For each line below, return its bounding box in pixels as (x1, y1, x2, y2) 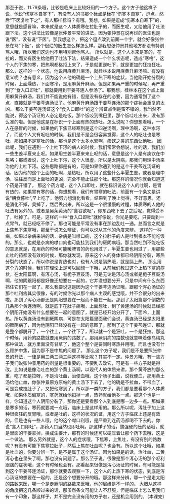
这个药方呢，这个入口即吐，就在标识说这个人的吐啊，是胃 (41, 182, 162, 188)
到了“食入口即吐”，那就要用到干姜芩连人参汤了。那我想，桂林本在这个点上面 (5, 87, 164, 93)
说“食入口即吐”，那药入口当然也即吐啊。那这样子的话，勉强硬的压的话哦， (5, 424, 160, 429)
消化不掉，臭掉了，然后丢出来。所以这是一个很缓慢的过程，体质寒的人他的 (9, 201, 165, 207)
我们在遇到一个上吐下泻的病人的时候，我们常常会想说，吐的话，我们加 (18, 144, 165, 150)
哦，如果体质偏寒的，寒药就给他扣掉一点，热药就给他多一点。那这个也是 (5, 392, 156, 398)
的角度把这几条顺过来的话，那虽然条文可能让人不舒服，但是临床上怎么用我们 (5, 487, 165, 493)
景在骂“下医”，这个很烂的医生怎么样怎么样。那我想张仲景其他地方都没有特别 (5, 43, 164, 48)
